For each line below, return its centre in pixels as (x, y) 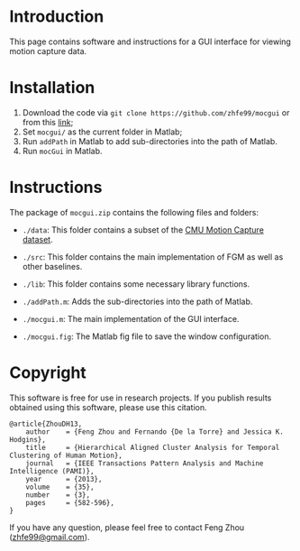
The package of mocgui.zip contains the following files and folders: (134, 212)
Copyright (48, 372)
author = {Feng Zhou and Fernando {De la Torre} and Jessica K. (155, 432)
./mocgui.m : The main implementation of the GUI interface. (131, 318)
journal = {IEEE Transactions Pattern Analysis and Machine (145, 463)
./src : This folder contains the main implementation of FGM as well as (153, 257)
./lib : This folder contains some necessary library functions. (136, 284)
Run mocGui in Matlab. (62, 151)
